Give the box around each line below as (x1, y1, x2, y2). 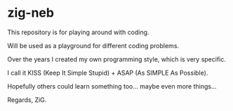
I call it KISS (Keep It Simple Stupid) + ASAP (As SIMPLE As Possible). (7, 68, 208, 77)
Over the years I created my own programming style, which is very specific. (7, 54, 227, 64)
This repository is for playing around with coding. (7, 28, 149, 36)
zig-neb (7, 5, 55, 21)
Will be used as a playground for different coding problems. (7, 41, 180, 50)
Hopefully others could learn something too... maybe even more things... (7, 82, 217, 90)
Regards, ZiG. (7, 96, 47, 104)
